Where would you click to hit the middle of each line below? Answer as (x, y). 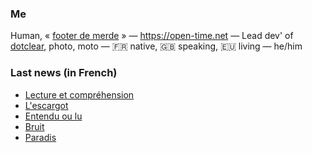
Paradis (40, 137)
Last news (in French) (64, 73)
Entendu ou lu (53, 116)
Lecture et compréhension (79, 94)
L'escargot (46, 105)
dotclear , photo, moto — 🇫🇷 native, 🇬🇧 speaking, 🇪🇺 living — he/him (156, 46)
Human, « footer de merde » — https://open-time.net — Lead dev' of (152, 36)
